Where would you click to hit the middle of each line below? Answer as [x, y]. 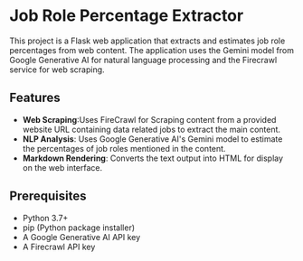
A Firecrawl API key [59, 247]
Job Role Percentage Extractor [127, 16]
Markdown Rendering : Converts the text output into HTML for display [152, 158]
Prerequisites [48, 196]
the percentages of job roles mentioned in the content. [124, 148]
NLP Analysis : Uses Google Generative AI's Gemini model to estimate [152, 139]
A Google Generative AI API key [81, 237]
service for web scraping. [57, 70]
